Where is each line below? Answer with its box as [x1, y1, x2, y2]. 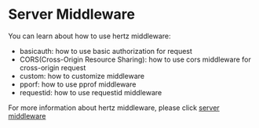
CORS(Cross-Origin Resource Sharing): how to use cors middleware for [19, 55, 251, 64]
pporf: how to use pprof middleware [19, 80, 137, 89]
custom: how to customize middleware [19, 71, 145, 80]
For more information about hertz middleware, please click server [8, 103, 220, 112]
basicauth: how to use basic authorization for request [19, 46, 192, 55]
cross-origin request [19, 62, 86, 72]
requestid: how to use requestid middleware [19, 87, 162, 97]
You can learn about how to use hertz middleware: [8, 31, 171, 41]
